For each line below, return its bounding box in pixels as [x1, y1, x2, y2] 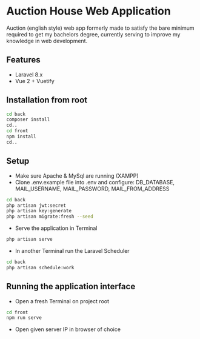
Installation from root [6, 95, 88, 106]
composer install [6, 116, 50, 123]
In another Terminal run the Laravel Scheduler [15, 247, 130, 254]
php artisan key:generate [6, 208, 72, 214]
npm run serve [6, 315, 42, 321]
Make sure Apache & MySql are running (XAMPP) [15, 172, 139, 180]
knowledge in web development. [6, 37, 88, 44]
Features [6, 55, 41, 65]
